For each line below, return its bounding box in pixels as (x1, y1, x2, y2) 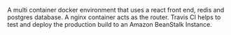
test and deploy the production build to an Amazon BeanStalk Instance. (7, 21, 212, 28)
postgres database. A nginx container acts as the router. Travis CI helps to (7, 13, 221, 21)
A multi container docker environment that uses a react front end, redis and (7, 6, 225, 14)
